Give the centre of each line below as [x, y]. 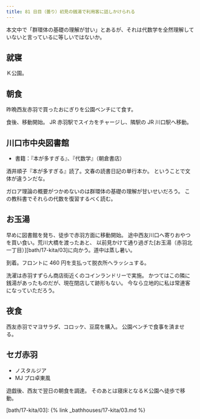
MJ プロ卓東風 [33, 378]
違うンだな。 [32, 179]
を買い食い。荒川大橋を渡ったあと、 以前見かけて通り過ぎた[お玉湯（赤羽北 [99, 242]
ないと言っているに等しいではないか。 [58, 37]
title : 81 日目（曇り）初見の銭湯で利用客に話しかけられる [71, 12]
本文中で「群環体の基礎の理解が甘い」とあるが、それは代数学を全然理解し [98, 29]
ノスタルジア [30, 370]
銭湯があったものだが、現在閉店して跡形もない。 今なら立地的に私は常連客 [99, 283]
